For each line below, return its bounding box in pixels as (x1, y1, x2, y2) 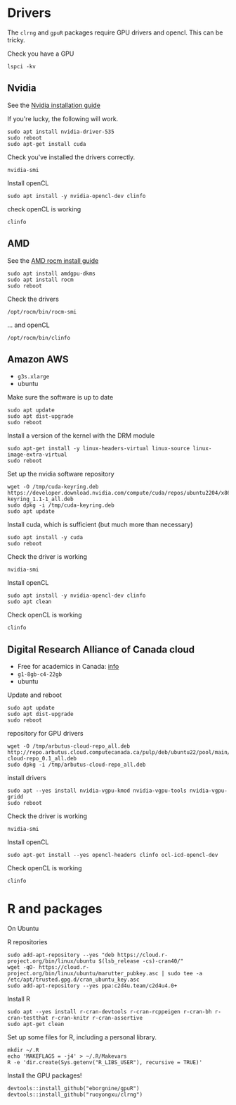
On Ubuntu (7, 925, 39, 933)
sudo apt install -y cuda (7, 534, 83, 541)
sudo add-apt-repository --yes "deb (7, 951, 114, 959)
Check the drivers (7, 295, 60, 303)
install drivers (7, 774, 47, 782)
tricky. (7, 35, 26, 44)
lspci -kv (7, 63, 37, 70)
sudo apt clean (7, 598, 52, 605)
